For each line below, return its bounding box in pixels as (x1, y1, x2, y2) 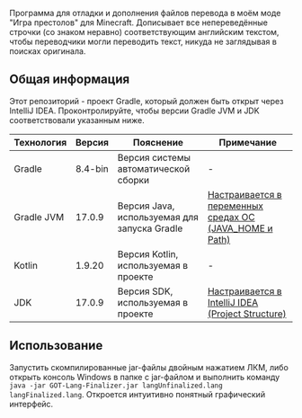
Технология (13, 136, 67, 148)
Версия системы (117, 151, 191, 164)
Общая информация (9, 72, 130, 87)
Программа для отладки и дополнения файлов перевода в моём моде (9, 8, 281, 18)
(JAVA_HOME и (207, 222, 273, 235)
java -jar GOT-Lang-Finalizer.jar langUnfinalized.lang (9, 381, 223, 390)
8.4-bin (75, 162, 110, 174)
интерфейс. (9, 398, 54, 409)
